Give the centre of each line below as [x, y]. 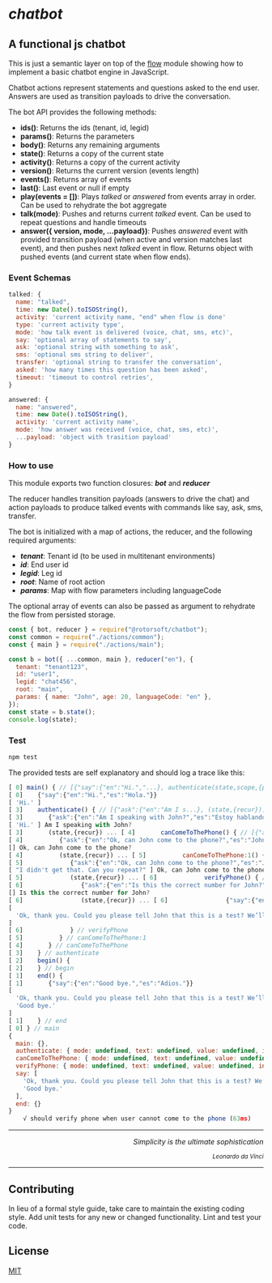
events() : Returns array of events [76, 179]
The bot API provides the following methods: [83, 112]
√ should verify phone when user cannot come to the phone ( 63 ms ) [137, 1119]
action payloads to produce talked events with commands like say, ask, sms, [136, 508]
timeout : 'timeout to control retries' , [85, 377]
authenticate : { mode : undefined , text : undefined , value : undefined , [137, 1051]
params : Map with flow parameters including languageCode [121, 590]
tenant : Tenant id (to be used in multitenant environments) [118, 556]
